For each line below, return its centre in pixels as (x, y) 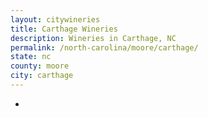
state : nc (31, 57)
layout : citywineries (55, 19)
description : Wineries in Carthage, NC (93, 38)
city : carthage (42, 76)
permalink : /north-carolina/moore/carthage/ (104, 47)
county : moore (40, 66)
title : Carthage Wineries (64, 29)
